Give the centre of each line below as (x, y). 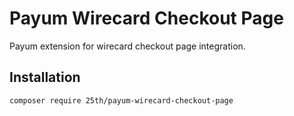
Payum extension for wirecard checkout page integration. (127, 46)
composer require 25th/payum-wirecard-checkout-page (121, 100)
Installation (45, 77)
